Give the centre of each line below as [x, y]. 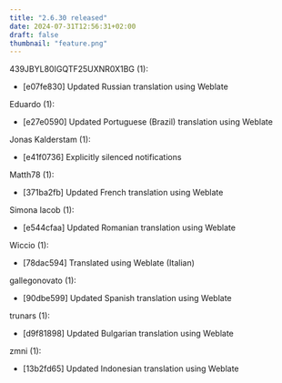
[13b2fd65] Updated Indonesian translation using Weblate [131, 368]
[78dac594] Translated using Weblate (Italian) [109, 263]
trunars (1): [30, 316]
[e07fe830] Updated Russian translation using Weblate [126, 86]
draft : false [34, 35]
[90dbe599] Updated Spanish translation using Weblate [127, 298]
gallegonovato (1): [43, 281]
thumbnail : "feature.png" [58, 43]
